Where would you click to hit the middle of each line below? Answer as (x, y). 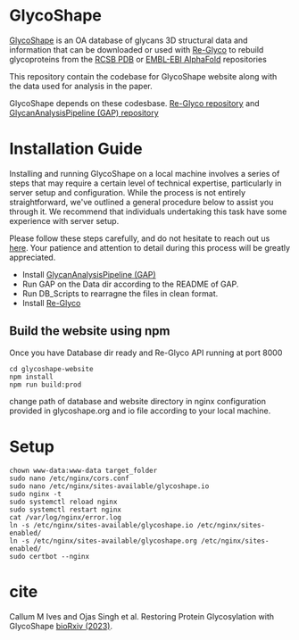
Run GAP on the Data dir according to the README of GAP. (130, 284)
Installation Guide (76, 149)
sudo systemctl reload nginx (63, 502)
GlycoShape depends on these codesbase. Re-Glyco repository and (135, 103)
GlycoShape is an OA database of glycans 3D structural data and (129, 40)
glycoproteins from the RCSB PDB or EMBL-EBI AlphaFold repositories (138, 59)
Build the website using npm (90, 331)
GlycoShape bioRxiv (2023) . (61, 626)
